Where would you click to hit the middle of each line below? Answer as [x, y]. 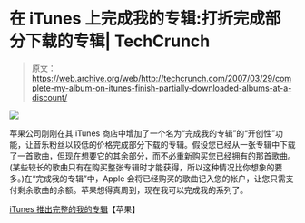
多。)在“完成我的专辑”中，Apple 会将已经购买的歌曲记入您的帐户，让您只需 [148, 179]
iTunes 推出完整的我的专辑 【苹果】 [75, 208]
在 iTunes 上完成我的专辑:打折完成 [138, 19]
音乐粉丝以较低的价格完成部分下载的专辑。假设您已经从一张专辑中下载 [164, 144]
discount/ [49, 97]
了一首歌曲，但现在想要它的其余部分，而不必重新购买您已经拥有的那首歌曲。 [152, 156]
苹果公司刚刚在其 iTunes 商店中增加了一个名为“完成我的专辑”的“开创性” [143, 133]
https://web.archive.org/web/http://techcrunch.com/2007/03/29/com [162, 78]
